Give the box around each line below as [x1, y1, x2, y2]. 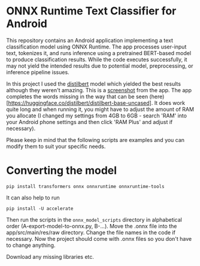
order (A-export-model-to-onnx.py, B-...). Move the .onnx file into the [6, 222, 177, 229]
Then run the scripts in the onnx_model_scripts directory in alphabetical [6, 216, 183, 223]
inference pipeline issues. [6, 68, 70, 75]
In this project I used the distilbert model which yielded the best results [6, 80, 181, 87]
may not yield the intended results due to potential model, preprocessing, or [6, 62, 193, 69]
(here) [149, 93, 165, 100]
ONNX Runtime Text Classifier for [6, 4, 177, 18]
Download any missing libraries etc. [6, 253, 95, 260]
